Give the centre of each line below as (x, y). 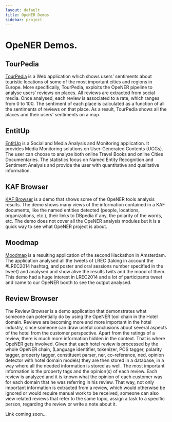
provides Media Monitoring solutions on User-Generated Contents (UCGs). (84, 149)
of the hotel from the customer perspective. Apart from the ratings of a (80, 333)
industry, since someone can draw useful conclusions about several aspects (86, 327)
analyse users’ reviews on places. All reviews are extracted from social (80, 93)
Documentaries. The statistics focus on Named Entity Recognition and (80, 160)
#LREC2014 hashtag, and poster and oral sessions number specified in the (84, 266)
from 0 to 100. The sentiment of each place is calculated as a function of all (85, 104)
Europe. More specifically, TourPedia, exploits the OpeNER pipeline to (79, 87)
